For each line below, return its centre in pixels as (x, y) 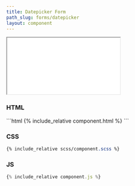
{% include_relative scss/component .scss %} (63, 149)
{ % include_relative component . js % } (54, 177)
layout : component (29, 23)
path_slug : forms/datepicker (43, 18)
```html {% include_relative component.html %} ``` (68, 121)
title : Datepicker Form (36, 12)
